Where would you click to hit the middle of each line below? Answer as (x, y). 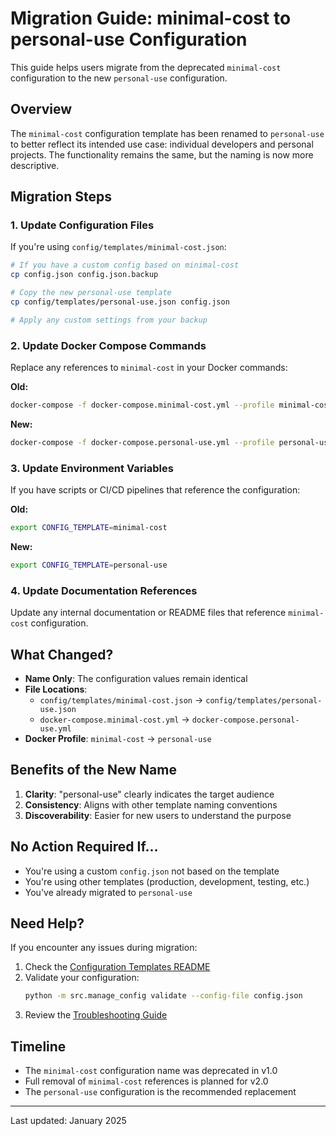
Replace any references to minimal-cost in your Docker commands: (149, 368)
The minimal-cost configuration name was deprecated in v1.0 (151, 1071)
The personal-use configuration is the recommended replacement (160, 1092)
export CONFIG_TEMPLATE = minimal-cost (89, 528)
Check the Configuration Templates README (117, 967)
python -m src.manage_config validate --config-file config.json (163, 996)
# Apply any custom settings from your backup (109, 320)
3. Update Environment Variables (92, 468)
